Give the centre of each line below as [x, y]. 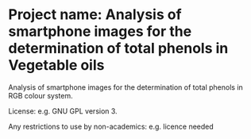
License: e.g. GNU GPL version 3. [63, 111]
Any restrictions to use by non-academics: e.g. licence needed [111, 126]
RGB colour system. [41, 95]
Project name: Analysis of [95, 15]
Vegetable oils [56, 66]
